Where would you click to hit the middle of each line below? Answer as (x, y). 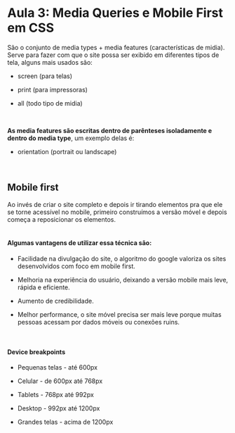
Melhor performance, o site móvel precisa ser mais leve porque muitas (120, 314)
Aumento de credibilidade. (55, 301)
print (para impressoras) (52, 89)
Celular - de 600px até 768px (60, 381)
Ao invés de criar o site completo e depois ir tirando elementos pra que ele (115, 204)
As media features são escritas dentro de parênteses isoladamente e (110, 130)
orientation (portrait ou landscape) (67, 151)
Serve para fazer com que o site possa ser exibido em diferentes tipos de (113, 55)
